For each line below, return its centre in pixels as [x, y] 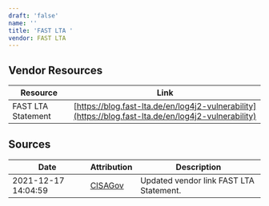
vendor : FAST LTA [37, 38]
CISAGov [107, 185]
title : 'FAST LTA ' [41, 30]
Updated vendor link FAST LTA [197, 180]
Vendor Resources [56, 70]
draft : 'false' [34, 16]
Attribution [111, 167]
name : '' [23, 23]
